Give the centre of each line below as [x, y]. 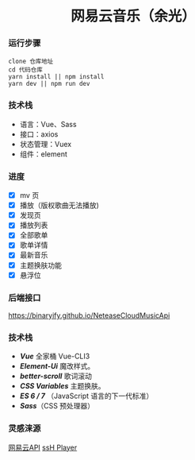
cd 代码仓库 [26, 70]
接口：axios [39, 134]
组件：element [43, 154]
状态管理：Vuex [46, 144]
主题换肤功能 [40, 265]
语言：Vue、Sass [48, 124]
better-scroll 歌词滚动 [56, 376]
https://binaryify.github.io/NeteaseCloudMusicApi [89, 315]
